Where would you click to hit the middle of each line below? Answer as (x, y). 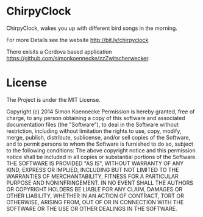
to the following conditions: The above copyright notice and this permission (101, 150)
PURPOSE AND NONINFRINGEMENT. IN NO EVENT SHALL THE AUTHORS (100, 183)
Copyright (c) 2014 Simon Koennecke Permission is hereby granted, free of (101, 112)
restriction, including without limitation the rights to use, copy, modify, (94, 131)
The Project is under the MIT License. (53, 99)
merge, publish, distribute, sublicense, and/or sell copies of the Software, (98, 137)
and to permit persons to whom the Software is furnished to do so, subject (100, 144)
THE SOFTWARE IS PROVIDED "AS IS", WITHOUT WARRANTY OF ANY (95, 163)
